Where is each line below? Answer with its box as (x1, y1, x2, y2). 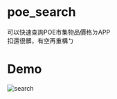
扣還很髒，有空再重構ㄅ (7, 36, 74, 45)
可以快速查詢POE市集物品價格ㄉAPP (7, 28, 111, 36)
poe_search (7, 4, 76, 20)
